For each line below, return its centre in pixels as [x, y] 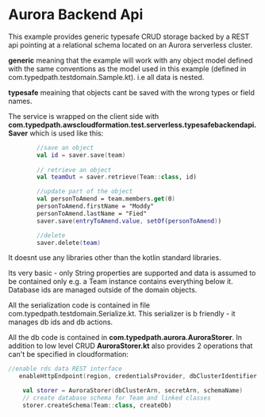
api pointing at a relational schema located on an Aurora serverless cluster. [131, 44]
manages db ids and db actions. [61, 322]
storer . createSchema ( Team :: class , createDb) [97, 405]
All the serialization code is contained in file [79, 305]
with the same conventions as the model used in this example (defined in [127, 68]
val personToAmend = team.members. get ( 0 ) [106, 199]
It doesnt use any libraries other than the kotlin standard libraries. [115, 258]
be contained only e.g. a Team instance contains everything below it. [121, 281]
